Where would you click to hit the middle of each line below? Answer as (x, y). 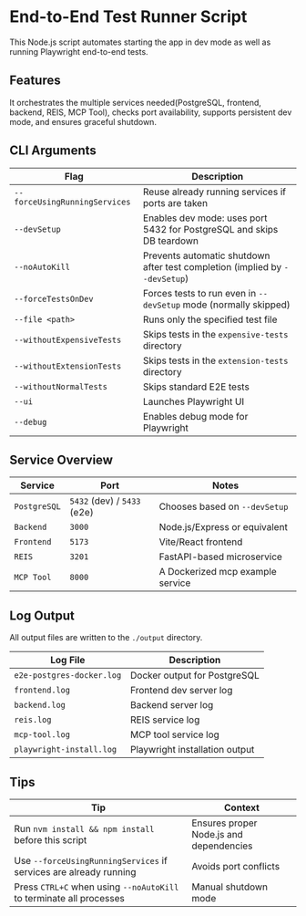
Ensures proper (224, 823)
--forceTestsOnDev (54, 299)
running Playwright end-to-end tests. (79, 51)
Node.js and (217, 834)
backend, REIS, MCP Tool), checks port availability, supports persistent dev (151, 112)
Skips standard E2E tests (196, 387)
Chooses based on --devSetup (224, 506)
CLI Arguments (53, 151)
